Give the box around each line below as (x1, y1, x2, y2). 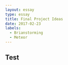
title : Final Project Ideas (5, 16, 64, 21)
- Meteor (9, 35, 28, 40)
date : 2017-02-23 (5, 21, 41, 26)
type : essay (5, 12, 30, 17)
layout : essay (5, 7, 35, 12)
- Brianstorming (9, 30, 43, 35)
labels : (5, 26, 21, 31)
